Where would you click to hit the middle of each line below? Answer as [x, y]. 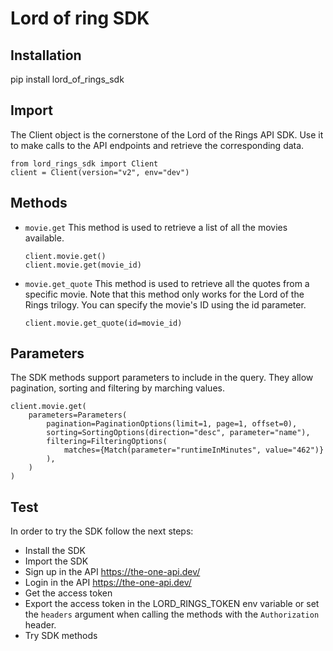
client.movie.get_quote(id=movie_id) [103, 323]
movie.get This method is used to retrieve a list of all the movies [156, 227]
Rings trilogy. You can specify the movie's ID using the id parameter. [165, 304]
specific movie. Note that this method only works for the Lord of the [164, 294]
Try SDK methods [61, 636]
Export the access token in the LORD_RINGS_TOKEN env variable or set [172, 604]
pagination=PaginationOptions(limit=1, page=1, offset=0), [172, 424]
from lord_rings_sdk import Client [84, 163]
